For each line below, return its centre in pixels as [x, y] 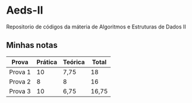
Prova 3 [20, 91]
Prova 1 [20, 72]
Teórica [74, 62]
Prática [47, 62]
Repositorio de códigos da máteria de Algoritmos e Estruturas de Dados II [96, 27]
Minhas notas [32, 45]
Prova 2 [20, 82]
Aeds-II [25, 10]
